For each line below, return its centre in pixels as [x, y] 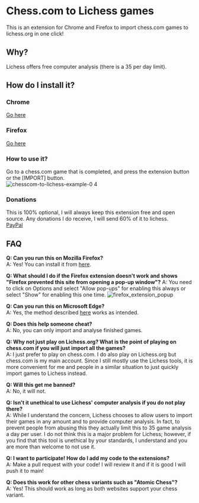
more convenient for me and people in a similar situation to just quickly [92, 367]
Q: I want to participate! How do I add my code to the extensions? [88, 459]
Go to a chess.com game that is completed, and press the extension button [98, 172]
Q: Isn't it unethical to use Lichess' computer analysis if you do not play [96, 403]
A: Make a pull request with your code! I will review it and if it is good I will [96, 464]
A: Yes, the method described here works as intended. [73, 313]
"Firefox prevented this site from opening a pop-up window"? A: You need [99, 282]
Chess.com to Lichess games [80, 11]
